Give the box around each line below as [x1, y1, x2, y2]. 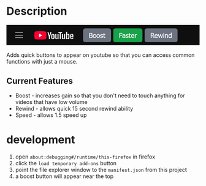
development [6, 133, 75, 147]
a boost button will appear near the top [15, 173, 114, 180]
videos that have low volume [15, 99, 88, 106]
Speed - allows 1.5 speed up [15, 111, 87, 119]
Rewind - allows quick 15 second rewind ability [15, 105, 134, 113]
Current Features [6, 75, 74, 86]
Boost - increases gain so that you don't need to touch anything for [15, 92, 185, 99]
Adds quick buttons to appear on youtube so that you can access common [6, 51, 195, 59]
